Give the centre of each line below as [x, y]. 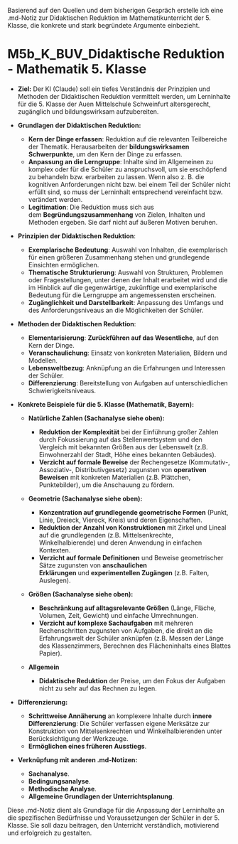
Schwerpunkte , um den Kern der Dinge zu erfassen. [105, 154]
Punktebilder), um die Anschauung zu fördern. [107, 485]
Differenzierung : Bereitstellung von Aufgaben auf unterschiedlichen [128, 383]
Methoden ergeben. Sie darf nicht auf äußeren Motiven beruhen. [123, 222]
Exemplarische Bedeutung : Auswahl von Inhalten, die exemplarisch [128, 250]
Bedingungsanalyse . [59, 781]
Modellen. [43, 360]
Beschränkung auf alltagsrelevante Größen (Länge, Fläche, [128, 608]
